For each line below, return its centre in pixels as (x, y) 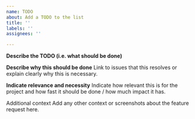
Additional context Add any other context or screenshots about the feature (97, 103)
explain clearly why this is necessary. (52, 74)
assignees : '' (24, 34)
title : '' (18, 23)
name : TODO (20, 12)
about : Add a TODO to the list (45, 17)
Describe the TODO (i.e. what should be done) (64, 56)
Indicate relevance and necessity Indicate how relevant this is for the (92, 85)
